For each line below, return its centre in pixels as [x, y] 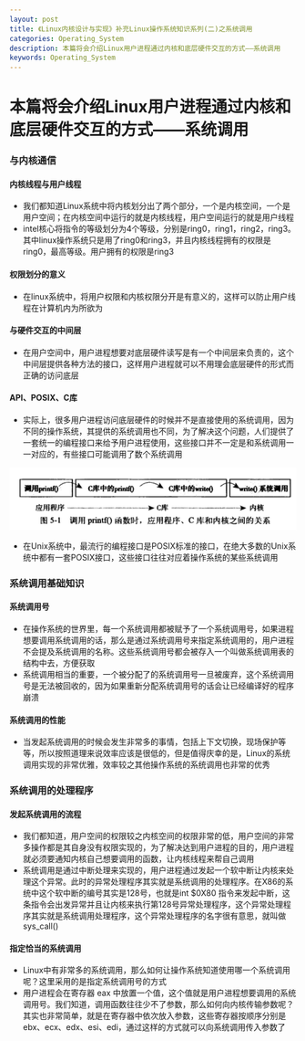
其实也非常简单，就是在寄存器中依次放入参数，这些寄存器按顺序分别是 [154, 1016]
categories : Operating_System [67, 38]
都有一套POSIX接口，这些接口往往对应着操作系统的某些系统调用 [158, 557]
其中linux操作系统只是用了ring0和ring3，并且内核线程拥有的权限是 [147, 240]
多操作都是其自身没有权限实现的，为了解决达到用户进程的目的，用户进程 [158, 847]
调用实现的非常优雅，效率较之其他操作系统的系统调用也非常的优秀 [146, 765]
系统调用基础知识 [47, 583]
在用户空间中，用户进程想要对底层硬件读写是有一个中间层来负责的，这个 [158, 352]
